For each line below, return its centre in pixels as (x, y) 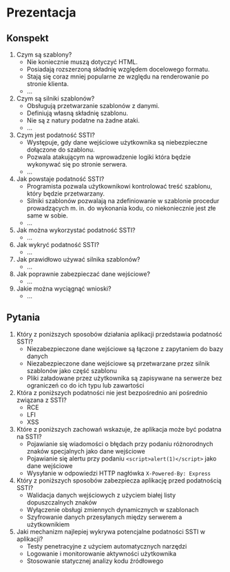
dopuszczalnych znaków (62, 502)
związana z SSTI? (41, 400)
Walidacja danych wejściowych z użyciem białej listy (101, 495)
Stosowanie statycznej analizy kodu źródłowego (95, 561)
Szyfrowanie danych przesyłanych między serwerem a (104, 517)
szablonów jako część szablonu (72, 370)
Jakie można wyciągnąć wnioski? (64, 288)
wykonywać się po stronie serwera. (77, 164)
